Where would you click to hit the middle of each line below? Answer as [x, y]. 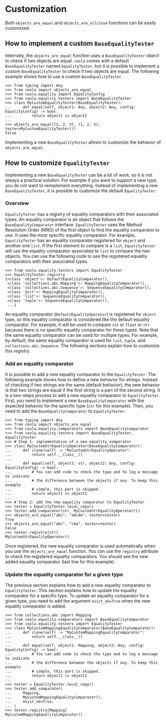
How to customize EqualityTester [58, 163]
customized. [18, 28]
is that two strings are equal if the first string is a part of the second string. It [83, 390]
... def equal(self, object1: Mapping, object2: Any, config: [75, 645]
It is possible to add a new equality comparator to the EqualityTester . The [81, 374]
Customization [36, 9]
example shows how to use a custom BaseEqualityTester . [64, 76]
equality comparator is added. [36, 606]
